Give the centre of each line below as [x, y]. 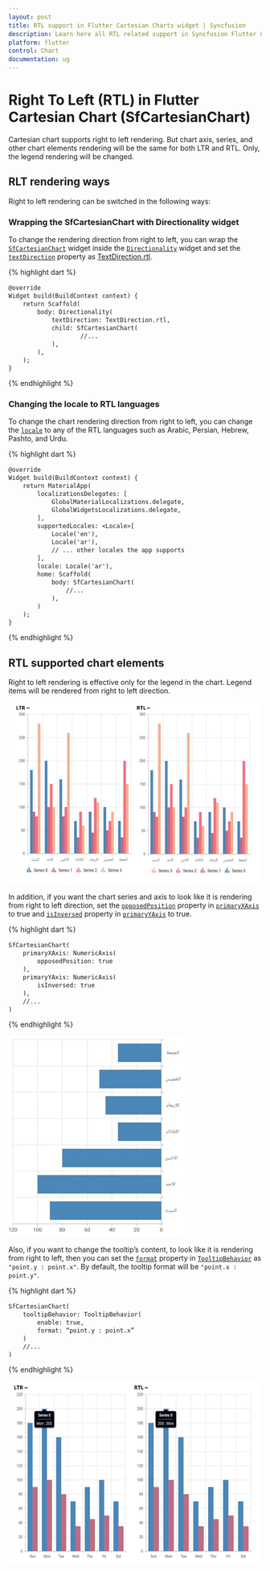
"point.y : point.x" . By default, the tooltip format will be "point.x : [123, 1267]
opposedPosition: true [75, 962]
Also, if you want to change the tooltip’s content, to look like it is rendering [131, 1249]
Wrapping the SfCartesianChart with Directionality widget [124, 222]
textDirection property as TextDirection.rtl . [80, 256]
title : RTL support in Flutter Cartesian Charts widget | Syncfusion [127, 25]
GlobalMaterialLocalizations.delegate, [118, 502]
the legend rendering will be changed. [71, 156]
